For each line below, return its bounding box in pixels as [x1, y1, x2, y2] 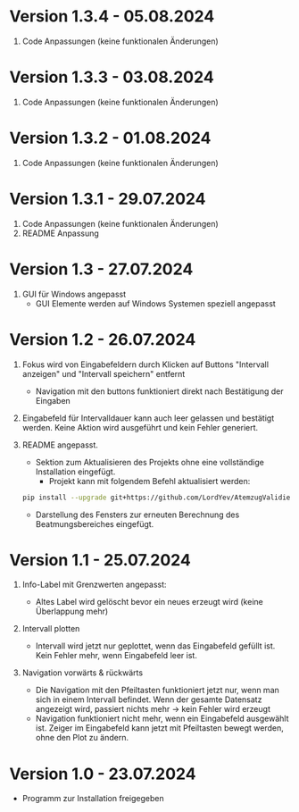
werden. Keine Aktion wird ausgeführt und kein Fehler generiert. [21, 422, 259, 432]
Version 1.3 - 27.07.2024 [9, 259, 194, 279]
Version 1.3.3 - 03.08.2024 [9, 67, 214, 88]
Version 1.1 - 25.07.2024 [9, 549, 192, 570]
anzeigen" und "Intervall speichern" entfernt [21, 368, 186, 379]
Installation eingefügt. [35, 466, 116, 477]
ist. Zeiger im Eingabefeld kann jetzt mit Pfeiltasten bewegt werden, [35, 723, 284, 733]
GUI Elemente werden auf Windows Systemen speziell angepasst [35, 297, 277, 309]
